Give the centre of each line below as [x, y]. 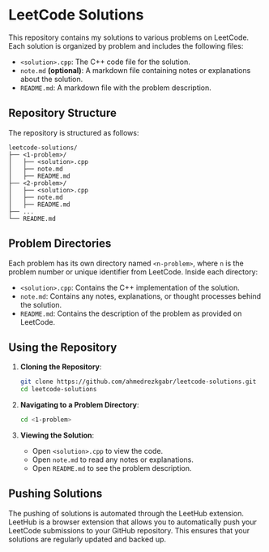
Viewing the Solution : [57, 435]
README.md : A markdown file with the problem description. [116, 88]
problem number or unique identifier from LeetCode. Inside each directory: [133, 272]
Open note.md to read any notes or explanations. [113, 459]
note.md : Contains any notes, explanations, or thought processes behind [141, 296]
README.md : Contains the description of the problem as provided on [131, 313]
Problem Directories [60, 244]
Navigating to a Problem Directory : [79, 405]
